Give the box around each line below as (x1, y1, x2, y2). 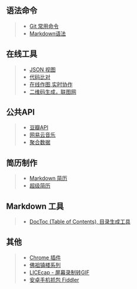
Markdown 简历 (29, 174, 68, 182)
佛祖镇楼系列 (29, 261, 61, 268)
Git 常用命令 (29, 23, 59, 30)
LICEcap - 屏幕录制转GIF (29, 269, 90, 276)
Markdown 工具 (6, 201, 64, 211)
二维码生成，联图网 (29, 88, 77, 95)
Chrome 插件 (29, 254, 61, 261)
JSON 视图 (29, 66, 56, 73)
